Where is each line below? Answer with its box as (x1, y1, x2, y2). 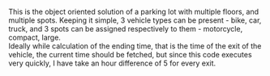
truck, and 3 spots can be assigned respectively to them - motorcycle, (8, 24, 243, 33)
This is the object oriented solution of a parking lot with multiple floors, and (8, 7, 259, 16)
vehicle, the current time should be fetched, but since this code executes (8, 50, 253, 59)
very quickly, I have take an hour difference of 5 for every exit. (8, 58, 216, 68)
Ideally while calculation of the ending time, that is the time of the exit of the (8, 41, 262, 51)
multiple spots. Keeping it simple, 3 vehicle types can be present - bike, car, (8, 15, 262, 25)
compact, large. (8, 32, 61, 42)
